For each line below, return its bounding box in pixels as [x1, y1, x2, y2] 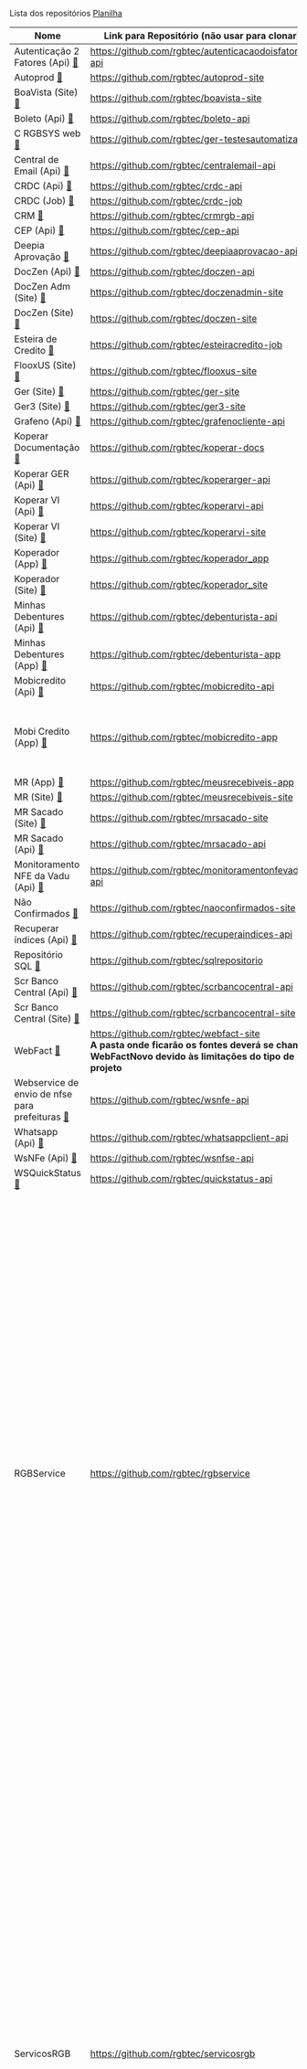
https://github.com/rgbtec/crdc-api [90, 180, 243, 192]
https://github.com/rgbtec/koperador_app [90, 552, 270, 565]
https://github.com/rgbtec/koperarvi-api [90, 500, 264, 512]
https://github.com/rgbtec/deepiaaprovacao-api [90, 245, 299, 257]
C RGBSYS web [14, 127, 81, 140]
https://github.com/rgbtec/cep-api [90, 224, 239, 237]
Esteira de [14, 333, 58, 345]
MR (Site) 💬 [14, 790, 63, 803]
